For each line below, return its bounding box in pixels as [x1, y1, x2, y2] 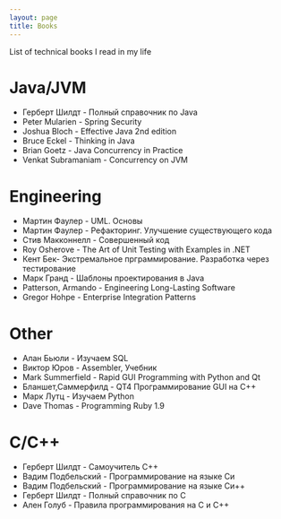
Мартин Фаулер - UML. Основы [21, 216, 143, 227]
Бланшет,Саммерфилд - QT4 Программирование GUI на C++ [21, 382, 257, 393]
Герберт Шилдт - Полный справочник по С [21, 490, 186, 501]
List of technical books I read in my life [9, 46, 152, 56]
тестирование [21, 264, 76, 274]
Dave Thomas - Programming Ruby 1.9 [21, 401, 166, 411]
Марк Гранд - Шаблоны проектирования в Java [21, 272, 204, 283]
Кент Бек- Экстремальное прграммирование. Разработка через [21, 254, 270, 264]
